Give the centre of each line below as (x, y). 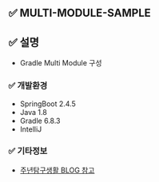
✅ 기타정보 (28, 151)
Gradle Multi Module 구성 (61, 63)
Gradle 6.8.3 (40, 121)
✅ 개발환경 (28, 85)
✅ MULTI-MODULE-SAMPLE (80, 13)
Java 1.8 (34, 112)
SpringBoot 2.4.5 (48, 104)
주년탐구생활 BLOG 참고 (57, 170)
